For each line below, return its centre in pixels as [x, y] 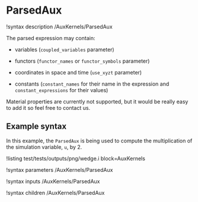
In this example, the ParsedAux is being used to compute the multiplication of [99, 141]
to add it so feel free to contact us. [48, 107]
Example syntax [36, 127]
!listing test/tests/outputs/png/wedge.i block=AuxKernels [76, 158]
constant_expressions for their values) [61, 90]
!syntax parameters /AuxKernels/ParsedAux [60, 170]
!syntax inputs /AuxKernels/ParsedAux [53, 181]
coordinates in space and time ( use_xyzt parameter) [78, 72]
